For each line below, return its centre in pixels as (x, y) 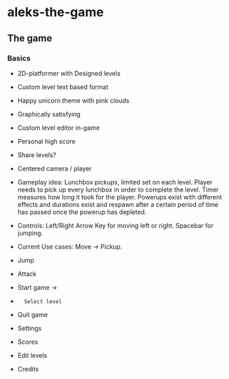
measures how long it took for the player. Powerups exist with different (120, 197)
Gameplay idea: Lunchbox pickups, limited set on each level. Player (115, 182)
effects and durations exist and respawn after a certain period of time (118, 204)
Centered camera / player (54, 168)
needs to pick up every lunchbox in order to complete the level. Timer (118, 189)
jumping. (30, 233)
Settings (30, 328)
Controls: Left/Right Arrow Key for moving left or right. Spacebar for (116, 225)
